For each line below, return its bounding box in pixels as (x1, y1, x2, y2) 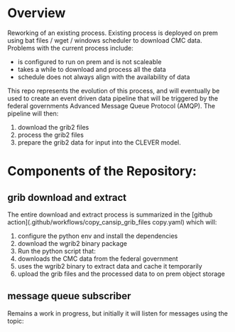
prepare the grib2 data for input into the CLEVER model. (17, 138, 181, 147)
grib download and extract (7, 191, 126, 204)
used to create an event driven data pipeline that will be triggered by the (7, 94, 219, 103)
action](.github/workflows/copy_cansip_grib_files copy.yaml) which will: (7, 217, 217, 226)
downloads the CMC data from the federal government (17, 254, 179, 263)
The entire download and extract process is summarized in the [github (7, 210, 213, 219)
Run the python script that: (17, 247, 96, 255)
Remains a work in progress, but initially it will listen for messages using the (7, 308, 229, 318)
